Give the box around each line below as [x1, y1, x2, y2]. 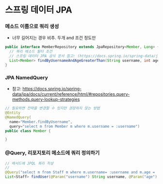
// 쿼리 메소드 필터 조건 [9, 49, 52, 54]
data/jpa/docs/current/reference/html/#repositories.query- [12, 91, 130, 97]
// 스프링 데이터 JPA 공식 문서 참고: [9, 54, 76, 59]
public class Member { [5, 128, 51, 134]
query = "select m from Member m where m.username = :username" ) [9, 124, 140, 129]
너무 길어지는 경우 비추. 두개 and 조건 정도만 [12, 35, 96, 41]
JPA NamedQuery [5, 74, 49, 81]
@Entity [5, 110, 21, 116]
